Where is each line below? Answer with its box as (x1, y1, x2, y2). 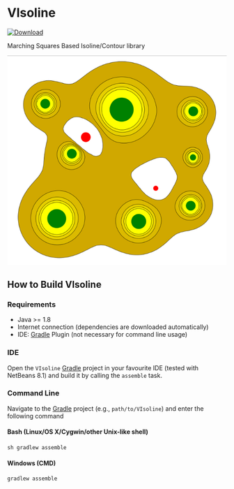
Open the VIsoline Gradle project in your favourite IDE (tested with (7, 363, 198, 372)
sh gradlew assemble (7, 444, 68, 451)
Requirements (7, 299, 56, 309)
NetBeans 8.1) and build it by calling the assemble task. (7, 371, 162, 379)
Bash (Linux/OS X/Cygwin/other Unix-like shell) (7, 428, 148, 436)
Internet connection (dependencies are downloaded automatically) (17, 323, 209, 331)
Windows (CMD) (7, 459, 56, 467)
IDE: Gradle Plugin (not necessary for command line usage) (17, 330, 188, 339)
